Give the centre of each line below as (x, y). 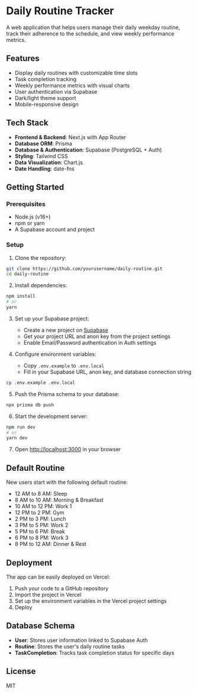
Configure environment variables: (55, 354)
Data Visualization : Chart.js (49, 162)
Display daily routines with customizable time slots (76, 73)
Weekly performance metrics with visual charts (72, 85)
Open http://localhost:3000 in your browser (68, 449)
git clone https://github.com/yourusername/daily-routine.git (84, 269)
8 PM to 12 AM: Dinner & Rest (51, 544)
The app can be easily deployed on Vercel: (58, 577)
